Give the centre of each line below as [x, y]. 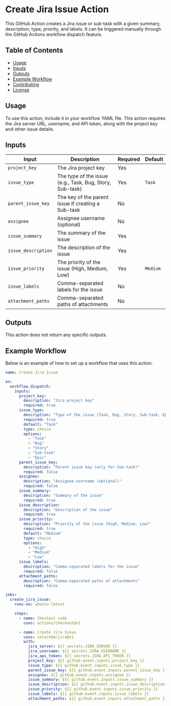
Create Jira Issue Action [57, 9]
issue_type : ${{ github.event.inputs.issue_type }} [84, 665]
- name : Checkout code [43, 618]
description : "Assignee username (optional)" [73, 481]
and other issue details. [30, 129]
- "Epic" [37, 458]
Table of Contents [34, 50]
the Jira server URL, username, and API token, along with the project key [81, 123]
